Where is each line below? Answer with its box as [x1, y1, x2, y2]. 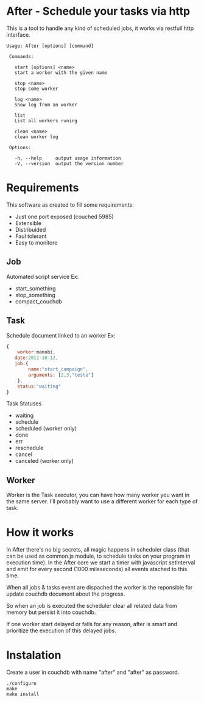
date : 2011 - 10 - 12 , [14, 355, 59, 361]
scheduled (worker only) [15, 425, 77, 432]
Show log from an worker [14, 102, 78, 108]
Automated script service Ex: [6, 273, 79, 280]
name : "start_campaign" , [28, 366, 88, 372]
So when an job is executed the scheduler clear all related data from [6, 602, 178, 610]
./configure [6, 681, 37, 687]
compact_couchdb [15, 298, 63, 305]
